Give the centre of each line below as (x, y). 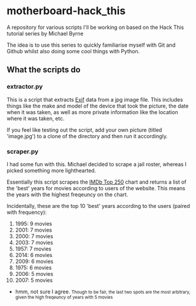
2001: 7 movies (34, 230)
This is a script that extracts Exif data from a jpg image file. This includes (95, 99)
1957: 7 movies (33, 249)
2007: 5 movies (34, 280)
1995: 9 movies (34, 223)
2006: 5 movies (34, 274)
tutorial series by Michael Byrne (45, 33)
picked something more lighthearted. (52, 170)
